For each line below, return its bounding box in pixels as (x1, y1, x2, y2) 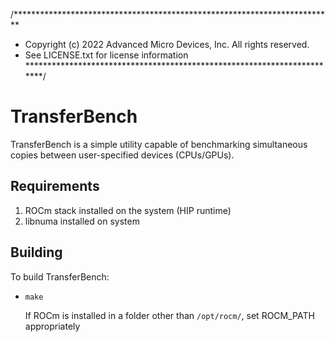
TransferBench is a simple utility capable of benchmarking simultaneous (10, 138, 308, 150)
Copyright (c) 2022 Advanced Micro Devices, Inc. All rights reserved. (24, 39, 310, 50)
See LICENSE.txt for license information (24, 49, 189, 61)
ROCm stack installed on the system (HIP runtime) (24, 204, 232, 216)
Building (10, 244, 63, 261)
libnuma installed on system (24, 215, 140, 227)
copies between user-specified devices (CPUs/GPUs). (10, 149, 235, 161)
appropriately (24, 320, 81, 332)
